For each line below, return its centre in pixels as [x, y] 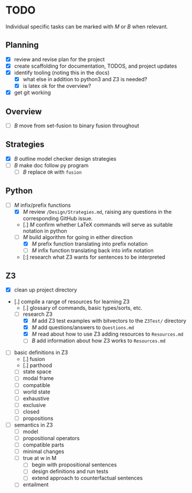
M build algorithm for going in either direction [78, 237]
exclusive [34, 405]
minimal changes [43, 452]
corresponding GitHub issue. [58, 218]
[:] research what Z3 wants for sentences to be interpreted [94, 257]
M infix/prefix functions [42, 205]
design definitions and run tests [70, 471]
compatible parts [43, 445]
